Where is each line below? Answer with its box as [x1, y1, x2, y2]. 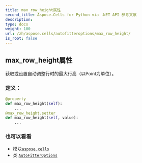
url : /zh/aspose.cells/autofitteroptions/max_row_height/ [5, 31, 131, 36]
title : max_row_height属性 [5, 7, 61, 13]
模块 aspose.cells [12, 146, 49, 152]
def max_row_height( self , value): [5, 115, 79, 120]
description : [5, 17, 33, 22]
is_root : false [5, 36, 38, 41]
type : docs [5, 21, 29, 27]
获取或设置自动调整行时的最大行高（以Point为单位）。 [5, 70, 117, 76]
